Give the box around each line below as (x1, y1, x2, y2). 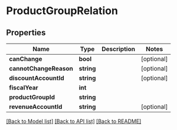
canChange (9, 55, 42, 63)
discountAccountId (9, 74, 65, 82)
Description (101, 45, 136, 53)
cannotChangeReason (9, 65, 74, 72)
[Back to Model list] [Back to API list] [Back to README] (6, 118, 142, 125)
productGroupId (9, 93, 55, 101)
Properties (6, 28, 46, 38)
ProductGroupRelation (6, 4, 118, 18)
